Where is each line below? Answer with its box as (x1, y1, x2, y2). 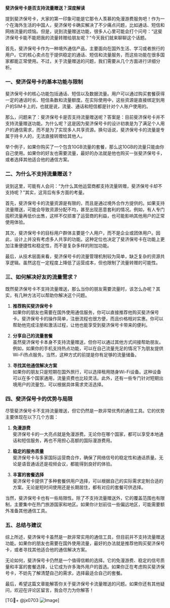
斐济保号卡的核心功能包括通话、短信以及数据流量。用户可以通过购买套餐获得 (5, 91, 165, 97)
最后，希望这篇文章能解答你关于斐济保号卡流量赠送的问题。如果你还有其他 (5, 581, 160, 587)
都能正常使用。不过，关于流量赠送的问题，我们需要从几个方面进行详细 (9, 58, 156, 64)
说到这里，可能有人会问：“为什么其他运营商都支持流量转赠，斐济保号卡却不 (5, 183, 163, 189)
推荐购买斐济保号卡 (12, 303, 53, 309)
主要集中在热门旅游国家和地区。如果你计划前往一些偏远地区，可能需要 (14, 501, 160, 508)
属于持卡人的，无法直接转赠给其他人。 (5, 133, 85, 139)
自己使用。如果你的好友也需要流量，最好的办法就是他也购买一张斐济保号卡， (5, 150, 165, 156)
